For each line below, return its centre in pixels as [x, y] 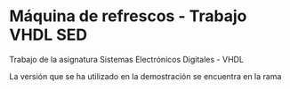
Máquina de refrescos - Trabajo [128, 16]
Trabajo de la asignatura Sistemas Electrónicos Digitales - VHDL [127, 59]
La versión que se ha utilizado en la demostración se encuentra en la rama [145, 76]
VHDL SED [48, 35]
